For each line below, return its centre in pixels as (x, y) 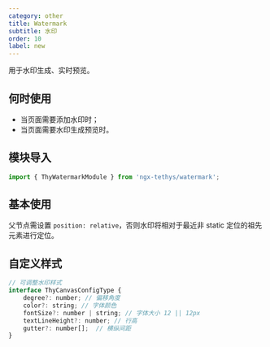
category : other (36, 16)
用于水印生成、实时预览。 (51, 71)
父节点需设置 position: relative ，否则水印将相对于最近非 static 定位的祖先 (135, 225)
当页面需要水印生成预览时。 (67, 129)
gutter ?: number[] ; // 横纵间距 (77, 328)
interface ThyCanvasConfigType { (65, 291)
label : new (27, 46)
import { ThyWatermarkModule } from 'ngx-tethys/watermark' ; (114, 177)
